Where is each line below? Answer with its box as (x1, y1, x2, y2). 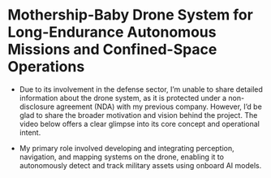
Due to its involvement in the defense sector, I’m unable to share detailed (19, 84, 263, 94)
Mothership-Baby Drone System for (7, 6, 253, 24)
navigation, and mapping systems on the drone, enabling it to (19, 152, 225, 162)
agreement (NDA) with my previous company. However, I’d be (55, 102, 263, 111)
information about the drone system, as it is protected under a (19, 93, 227, 102)
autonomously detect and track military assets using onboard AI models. (19, 160, 262, 170)
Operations (7, 58, 85, 76)
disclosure (19, 102, 54, 111)
